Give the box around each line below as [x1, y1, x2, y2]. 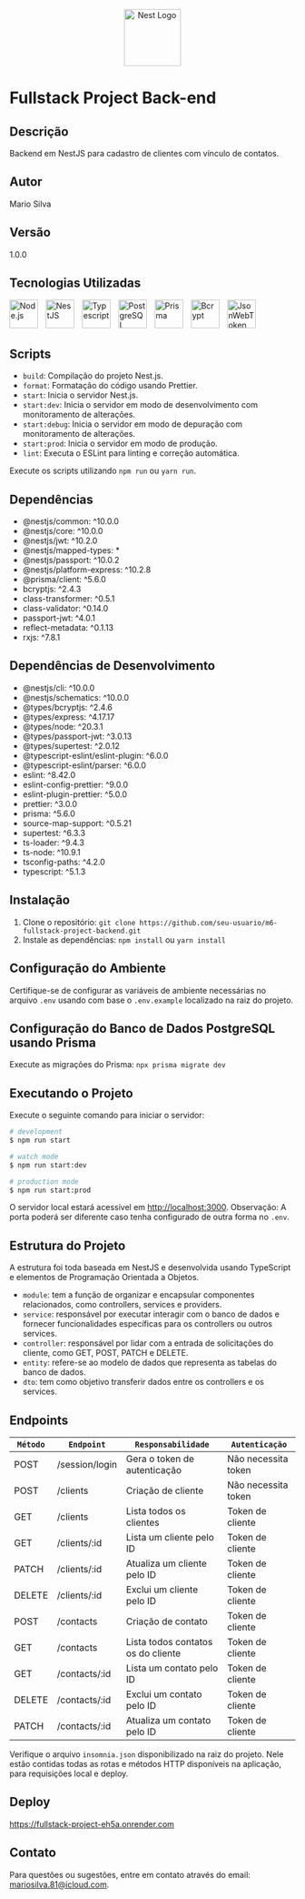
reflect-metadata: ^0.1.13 [22, 622, 114, 633]
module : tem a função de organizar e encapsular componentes [22, 1289, 255, 1300]
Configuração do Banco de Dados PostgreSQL [9, 1020, 275, 1036]
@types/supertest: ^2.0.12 [22, 740, 120, 751]
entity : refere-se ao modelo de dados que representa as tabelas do [22, 1357, 277, 1369]
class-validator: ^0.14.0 [22, 603, 109, 614]
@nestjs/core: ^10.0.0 [22, 526, 103, 537]
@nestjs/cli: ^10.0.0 [22, 682, 95, 693]
